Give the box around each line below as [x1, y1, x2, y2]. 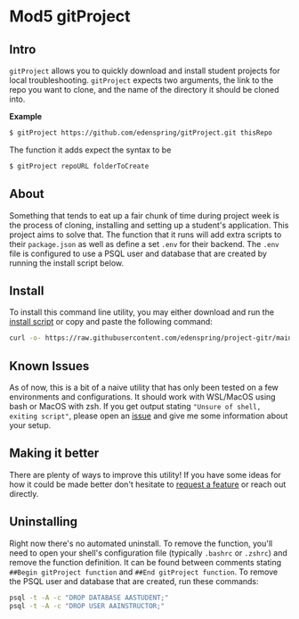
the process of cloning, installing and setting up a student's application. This [9, 219, 289, 230]
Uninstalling [9, 515, 78, 530]
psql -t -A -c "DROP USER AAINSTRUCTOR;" [9, 601, 166, 610]
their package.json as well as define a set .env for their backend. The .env [9, 238, 280, 249]
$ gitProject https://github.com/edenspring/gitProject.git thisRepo [9, 128, 273, 137]
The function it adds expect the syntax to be [9, 144, 172, 155]
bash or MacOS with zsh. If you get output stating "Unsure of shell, [9, 401, 262, 412]
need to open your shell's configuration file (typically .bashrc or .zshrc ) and [9, 547, 287, 558]
